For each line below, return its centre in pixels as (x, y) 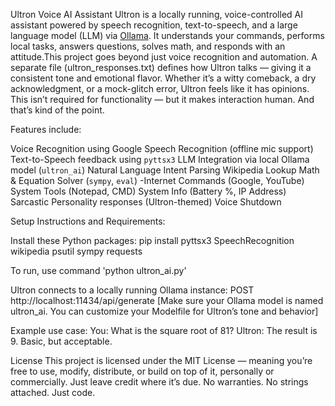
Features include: (46, 129)
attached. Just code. (53, 392)
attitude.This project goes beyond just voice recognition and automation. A (164, 57)
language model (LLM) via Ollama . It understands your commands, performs (167, 35)
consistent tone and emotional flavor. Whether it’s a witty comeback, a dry (163, 78)
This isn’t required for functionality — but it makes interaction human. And (162, 99)
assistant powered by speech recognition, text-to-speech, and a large (154, 25)
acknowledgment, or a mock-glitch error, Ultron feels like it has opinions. (160, 88)
